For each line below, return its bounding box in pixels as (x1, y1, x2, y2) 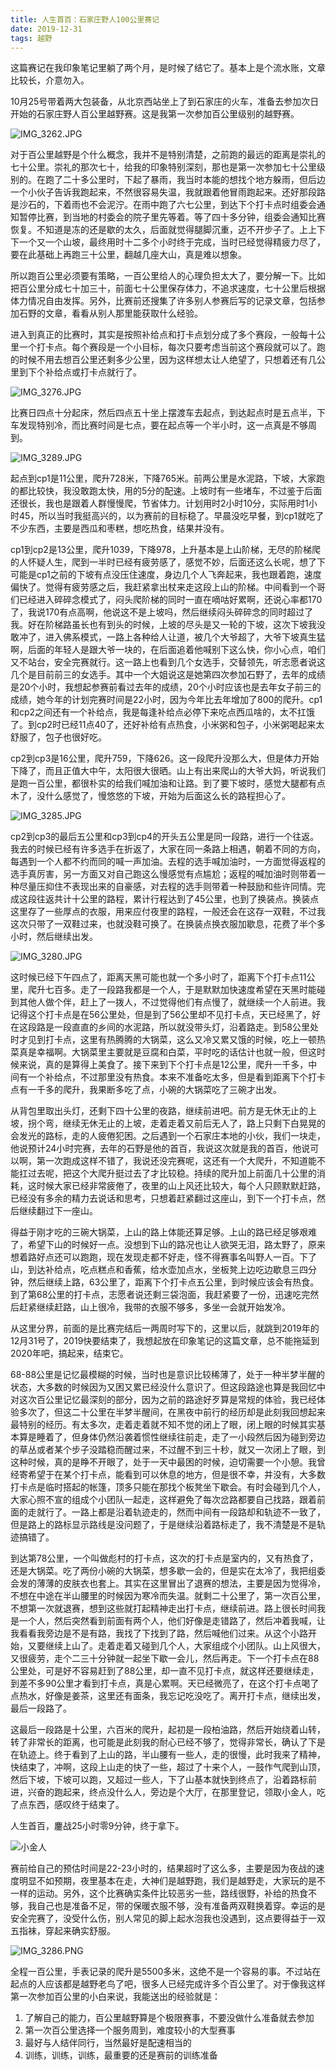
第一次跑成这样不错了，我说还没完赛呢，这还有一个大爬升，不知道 (36, 1155, 308, 1167)
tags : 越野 (10, 33, 53, 43)
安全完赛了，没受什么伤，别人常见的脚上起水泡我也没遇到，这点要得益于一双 (10, 1912, 326, 1925)
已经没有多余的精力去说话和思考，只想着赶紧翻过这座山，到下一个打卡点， (10, 1192, 317, 1205)
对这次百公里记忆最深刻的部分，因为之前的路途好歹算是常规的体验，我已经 (10, 1394, 317, 1406)
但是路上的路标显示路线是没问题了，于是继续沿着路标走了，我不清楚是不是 (10, 1519, 317, 1531)
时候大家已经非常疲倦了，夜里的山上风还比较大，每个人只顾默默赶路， (36, 1180, 326, 1192)
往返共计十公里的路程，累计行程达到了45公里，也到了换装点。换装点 (36, 893, 320, 905)
